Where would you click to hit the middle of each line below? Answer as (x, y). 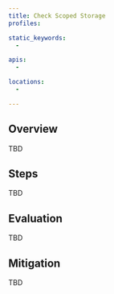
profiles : (25, 23)
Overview (33, 129)
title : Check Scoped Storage (57, 16)
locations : (26, 82)
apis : (17, 60)
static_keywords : (37, 38)
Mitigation (35, 263)
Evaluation (35, 218)
